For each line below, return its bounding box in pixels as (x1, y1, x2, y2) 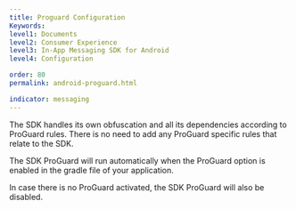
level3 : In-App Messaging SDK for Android (9, 46, 169, 55)
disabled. (9, 191, 43, 202)
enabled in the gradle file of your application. (9, 165, 174, 175)
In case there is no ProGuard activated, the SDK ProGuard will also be (9, 181, 265, 192)
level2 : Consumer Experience (9, 37, 118, 47)
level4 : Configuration (9, 54, 94, 63)
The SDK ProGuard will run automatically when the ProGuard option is (9, 155, 266, 165)
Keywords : (9, 21, 46, 30)
